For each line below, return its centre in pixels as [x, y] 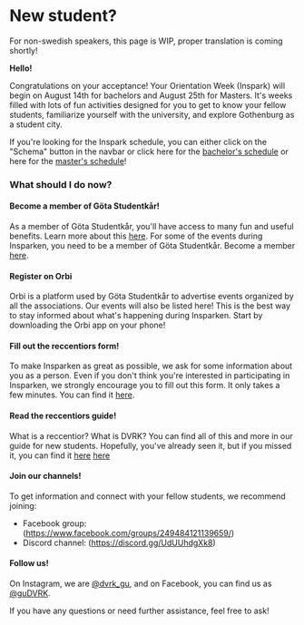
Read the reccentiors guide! [63, 416]
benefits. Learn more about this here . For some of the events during [136, 236]
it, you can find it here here [60, 455]
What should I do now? [61, 184]
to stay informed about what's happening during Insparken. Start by [136, 316]
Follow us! [29, 563]
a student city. [36, 124]
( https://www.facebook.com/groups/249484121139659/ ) [128, 532]
